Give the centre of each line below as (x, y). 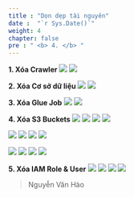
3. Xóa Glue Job (35, 103)
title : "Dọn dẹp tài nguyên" (59, 16)
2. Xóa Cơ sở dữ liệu (42, 86)
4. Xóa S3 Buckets (39, 119)
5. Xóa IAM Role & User (47, 169)
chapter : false (34, 38)
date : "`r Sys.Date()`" (51, 23)
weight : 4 (25, 31)
